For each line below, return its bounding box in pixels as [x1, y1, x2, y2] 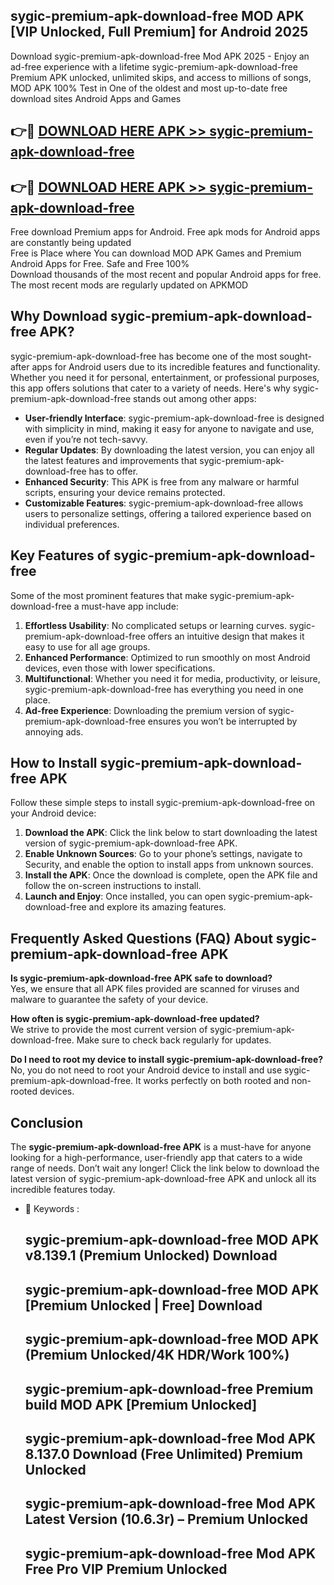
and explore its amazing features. [88, 901, 227, 913]
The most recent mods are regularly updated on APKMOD [10, 279, 249, 291]
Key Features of [10, 547, 111, 564]
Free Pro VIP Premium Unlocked [24, 1560, 228, 1578]
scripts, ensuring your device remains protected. [24, 486, 226, 498]
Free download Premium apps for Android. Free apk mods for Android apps [10, 226, 321, 238]
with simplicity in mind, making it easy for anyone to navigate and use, [24, 422, 315, 434]
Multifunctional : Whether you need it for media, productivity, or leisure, [24, 672, 321, 684]
